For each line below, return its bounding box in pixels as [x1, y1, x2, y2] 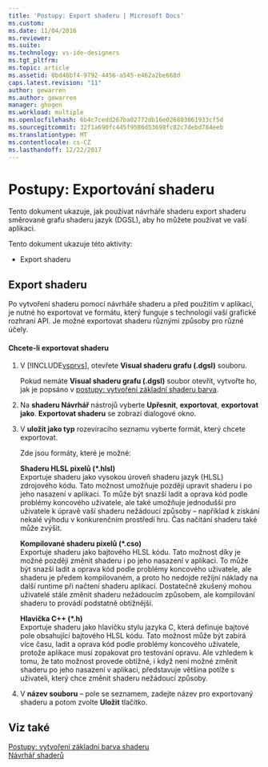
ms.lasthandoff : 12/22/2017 [8, 146, 102, 154]
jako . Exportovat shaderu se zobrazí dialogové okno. [19, 409, 197, 419]
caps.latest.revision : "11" [8, 78, 102, 86]
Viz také [8, 721, 50, 734]
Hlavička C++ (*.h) [19, 614, 83, 624]
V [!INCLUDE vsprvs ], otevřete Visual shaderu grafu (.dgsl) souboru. [19, 361, 247, 371]
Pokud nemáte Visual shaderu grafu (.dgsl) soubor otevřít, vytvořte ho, [19, 376, 258, 386]
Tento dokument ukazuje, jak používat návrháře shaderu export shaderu [8, 207, 246, 216]
